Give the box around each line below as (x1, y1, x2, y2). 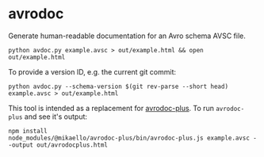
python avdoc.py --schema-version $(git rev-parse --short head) (8, 82, 228, 90)
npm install (8, 127, 48, 135)
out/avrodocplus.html (36, 140, 109, 149)
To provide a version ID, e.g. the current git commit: (8, 67, 177, 76)
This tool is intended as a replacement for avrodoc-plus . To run (8, 103, 214, 113)
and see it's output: (24, 112, 88, 121)
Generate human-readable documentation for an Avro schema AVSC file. (8, 31, 246, 40)
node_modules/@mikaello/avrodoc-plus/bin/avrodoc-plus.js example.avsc (8, 134, 250, 142)
